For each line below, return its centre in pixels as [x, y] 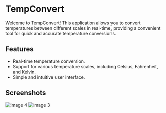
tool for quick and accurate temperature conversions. [61, 33]
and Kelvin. [24, 72]
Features [19, 49]
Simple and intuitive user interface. [49, 77]
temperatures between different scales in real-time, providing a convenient [83, 28]
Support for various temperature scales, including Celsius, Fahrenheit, [85, 66]
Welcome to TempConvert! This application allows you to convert [73, 23]
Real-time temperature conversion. [49, 61]
